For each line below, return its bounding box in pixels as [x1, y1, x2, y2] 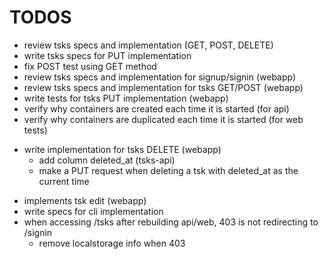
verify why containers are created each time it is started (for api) [23, 102, 290, 115]
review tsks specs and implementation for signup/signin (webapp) [23, 71, 297, 83]
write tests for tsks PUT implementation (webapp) [23, 92, 229, 104]
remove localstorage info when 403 [38, 237, 186, 249]
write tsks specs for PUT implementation [23, 49, 192, 61]
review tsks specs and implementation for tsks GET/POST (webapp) [23, 81, 304, 93]
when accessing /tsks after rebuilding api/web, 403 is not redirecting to [23, 216, 319, 228]
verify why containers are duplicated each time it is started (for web [23, 113, 304, 125]
